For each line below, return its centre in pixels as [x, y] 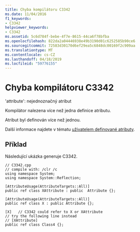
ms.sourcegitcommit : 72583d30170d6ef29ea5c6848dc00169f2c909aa [70, 46]
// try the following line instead [41, 216]
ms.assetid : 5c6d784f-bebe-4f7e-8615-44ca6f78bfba [57, 37]
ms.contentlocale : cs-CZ [30, 55]
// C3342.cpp [18, 165]
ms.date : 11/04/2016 [26, 14]
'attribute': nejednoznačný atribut [38, 101]
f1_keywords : [18, 18]
